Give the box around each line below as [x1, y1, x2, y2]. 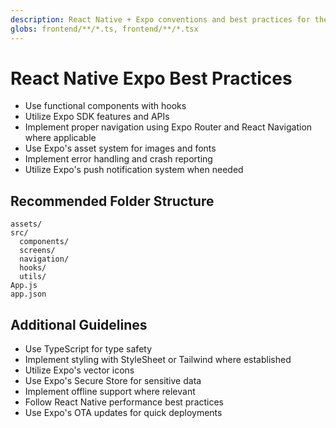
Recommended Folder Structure [10, 192, 215, 210]
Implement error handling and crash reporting [24, 153, 213, 165]
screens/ [19, 246, 56, 256]
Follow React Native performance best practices [24, 396, 225, 408]
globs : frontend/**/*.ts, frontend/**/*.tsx [10, 24, 199, 34]
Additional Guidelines [10, 316, 148, 333]
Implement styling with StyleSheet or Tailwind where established [24, 354, 292, 366]
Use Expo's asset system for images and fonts [24, 142, 217, 155]
